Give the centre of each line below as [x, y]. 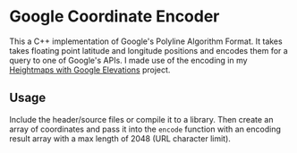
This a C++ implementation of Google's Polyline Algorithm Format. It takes [146, 41]
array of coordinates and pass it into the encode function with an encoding [145, 129]
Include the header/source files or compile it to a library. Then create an [141, 119]
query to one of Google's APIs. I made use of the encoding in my [128, 60]
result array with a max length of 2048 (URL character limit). [120, 138]
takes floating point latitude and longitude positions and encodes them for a [148, 50]
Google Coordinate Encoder [115, 17]
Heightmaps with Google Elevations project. [90, 70]
